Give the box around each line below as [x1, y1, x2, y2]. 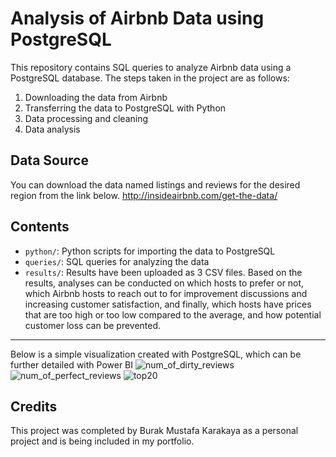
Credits [10, 398, 58, 415]
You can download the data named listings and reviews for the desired [10, 178, 301, 191]
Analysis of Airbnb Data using [10, 7, 265, 30]
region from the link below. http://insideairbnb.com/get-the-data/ [10, 189, 278, 201]
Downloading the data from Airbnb [24, 91, 168, 103]
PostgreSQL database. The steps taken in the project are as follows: [10, 72, 290, 84]
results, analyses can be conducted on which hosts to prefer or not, [24, 277, 305, 289]
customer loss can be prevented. [24, 319, 162, 331]
